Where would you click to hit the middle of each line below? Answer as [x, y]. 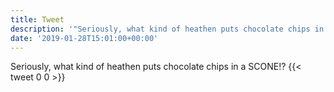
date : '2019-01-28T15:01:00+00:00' [84, 38]
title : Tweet [37, 19]
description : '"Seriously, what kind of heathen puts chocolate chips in [167, 29]
